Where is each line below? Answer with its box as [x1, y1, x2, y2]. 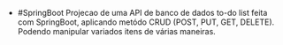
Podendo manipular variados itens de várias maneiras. [17, 26, 217, 36]
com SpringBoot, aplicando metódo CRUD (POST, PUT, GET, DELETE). [17, 17, 275, 27]
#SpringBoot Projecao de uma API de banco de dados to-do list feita [17, 8, 268, 18]
